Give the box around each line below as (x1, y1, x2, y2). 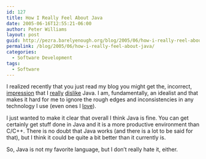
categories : (6, 49, 37, 55)
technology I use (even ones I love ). (6, 103, 97, 110)
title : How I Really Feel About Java (6, 15, 103, 21)
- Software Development (12, 55, 72, 61)
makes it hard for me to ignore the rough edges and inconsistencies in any (6, 96, 194, 103)
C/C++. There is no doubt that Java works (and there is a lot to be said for (6, 127, 193, 135)
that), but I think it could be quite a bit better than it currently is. (6, 134, 166, 141)
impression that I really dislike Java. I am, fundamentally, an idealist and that (6, 90, 198, 97)
